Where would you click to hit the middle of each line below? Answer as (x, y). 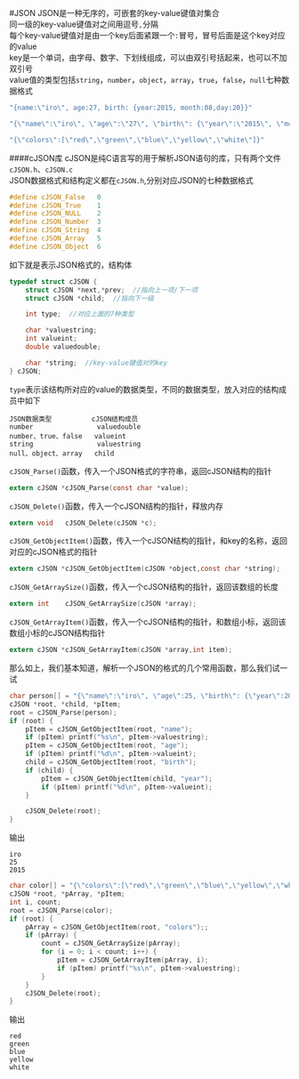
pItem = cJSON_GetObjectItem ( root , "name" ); (109, 729)
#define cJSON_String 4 (55, 230)
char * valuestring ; (61, 330)
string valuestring (75, 444)
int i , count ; (36, 902)
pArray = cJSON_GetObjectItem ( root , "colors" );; (117, 927)
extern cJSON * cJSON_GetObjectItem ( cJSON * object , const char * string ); (145, 569)
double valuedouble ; (63, 347)
